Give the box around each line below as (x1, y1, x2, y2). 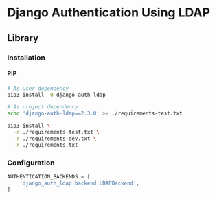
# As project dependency (7, 104, 78, 110)
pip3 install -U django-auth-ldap (7, 91, 106, 98)
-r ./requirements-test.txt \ (13, 129, 100, 136)
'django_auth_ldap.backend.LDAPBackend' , (19, 180, 139, 187)
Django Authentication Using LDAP (7, 5, 211, 21)
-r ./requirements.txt (13, 141, 78, 148)
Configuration (7, 158, 55, 167)
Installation (7, 53, 46, 62)
